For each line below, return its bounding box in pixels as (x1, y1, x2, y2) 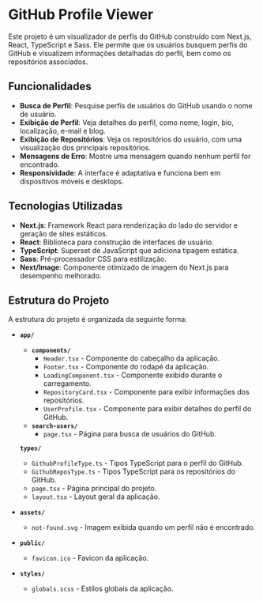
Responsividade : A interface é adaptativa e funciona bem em (19, 168, 221, 177)
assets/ (19, 508, 45, 517)
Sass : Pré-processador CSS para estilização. (19, 254, 167, 263)
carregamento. (43, 379, 92, 388)
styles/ (19, 570, 45, 578)
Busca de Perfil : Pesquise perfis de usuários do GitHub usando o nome (19, 100, 253, 110)
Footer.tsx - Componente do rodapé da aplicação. (43, 362, 209, 372)
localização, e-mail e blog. (19, 126, 106, 135)
